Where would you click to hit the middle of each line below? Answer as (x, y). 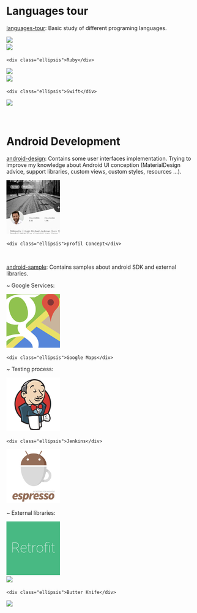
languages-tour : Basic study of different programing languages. (87, 28)
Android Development (63, 141)
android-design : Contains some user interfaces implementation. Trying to (99, 158)
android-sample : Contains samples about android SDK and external (91, 267)
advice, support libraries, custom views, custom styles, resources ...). (94, 171)
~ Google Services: (31, 285)
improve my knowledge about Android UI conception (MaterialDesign (94, 165)
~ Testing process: (30, 369)
